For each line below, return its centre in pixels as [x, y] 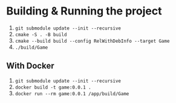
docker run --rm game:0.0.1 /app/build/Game [72, 94]
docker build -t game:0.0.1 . [53, 87]
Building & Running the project [84, 11]
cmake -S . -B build [41, 34]
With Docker [30, 66]
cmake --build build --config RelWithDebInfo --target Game [92, 41]
